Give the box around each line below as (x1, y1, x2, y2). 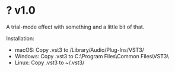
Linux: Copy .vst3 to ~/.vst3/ (14, 59, 85, 66)
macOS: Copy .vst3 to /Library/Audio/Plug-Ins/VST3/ (14, 46, 144, 54)
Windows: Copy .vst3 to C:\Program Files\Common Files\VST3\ (14, 52, 169, 60)
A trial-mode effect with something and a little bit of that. (6, 23, 145, 30)
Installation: (6, 35, 34, 42)
